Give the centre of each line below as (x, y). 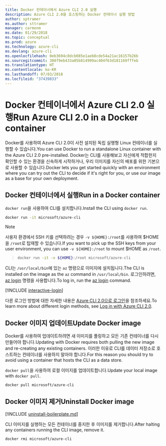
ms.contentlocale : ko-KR (31, 70)
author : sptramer (23, 19)
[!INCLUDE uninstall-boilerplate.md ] (42, 414)
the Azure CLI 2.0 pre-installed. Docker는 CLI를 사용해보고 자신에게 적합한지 (81, 155)
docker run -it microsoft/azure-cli (43, 217)
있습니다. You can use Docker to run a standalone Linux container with (90, 149)
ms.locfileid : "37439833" (32, 79)
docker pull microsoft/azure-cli (40, 385)
